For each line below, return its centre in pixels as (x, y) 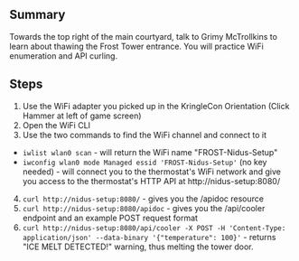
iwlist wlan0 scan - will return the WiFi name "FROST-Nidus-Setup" (150, 152)
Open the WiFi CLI (56, 125)
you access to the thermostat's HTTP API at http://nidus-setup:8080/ (151, 181)
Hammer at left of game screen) (82, 116)
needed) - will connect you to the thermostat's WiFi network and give (152, 172)
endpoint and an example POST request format (110, 218)
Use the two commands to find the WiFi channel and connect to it (144, 135)
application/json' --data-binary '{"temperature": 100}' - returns (149, 237)
